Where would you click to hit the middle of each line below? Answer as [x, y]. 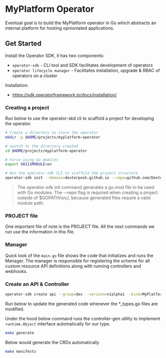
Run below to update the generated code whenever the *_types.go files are [82, 304]
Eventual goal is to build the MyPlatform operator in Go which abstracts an [81, 23]
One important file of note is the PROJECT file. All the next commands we [80, 226]
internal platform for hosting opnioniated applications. [60, 28]
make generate [20, 333]
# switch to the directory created [42, 146]
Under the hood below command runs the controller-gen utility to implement [83, 318]
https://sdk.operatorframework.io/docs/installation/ [64, 94]
